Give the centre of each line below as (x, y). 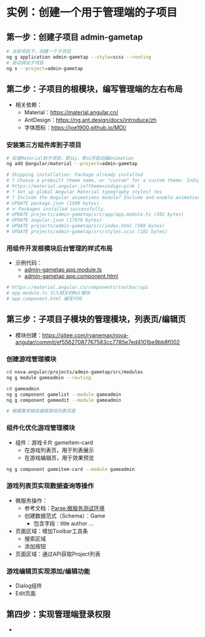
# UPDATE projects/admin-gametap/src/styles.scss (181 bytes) (87, 232)
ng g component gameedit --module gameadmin (64, 400)
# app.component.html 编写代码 (44, 299)
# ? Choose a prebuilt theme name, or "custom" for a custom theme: (95, 181)
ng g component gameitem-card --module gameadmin (71, 469)
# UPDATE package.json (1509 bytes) (53, 203)
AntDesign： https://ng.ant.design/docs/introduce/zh (90, 120)
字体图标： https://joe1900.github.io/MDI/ (75, 128)
